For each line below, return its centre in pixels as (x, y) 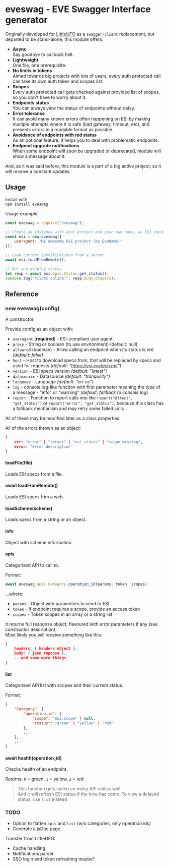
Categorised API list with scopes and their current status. (64, 685)
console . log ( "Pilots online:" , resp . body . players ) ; (60, 278)
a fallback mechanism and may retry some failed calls (68, 409)
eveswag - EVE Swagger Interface (78, 9)
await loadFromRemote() (32, 486)
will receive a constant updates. (38, 171)
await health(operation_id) (33, 758)
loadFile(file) (19, 463)
